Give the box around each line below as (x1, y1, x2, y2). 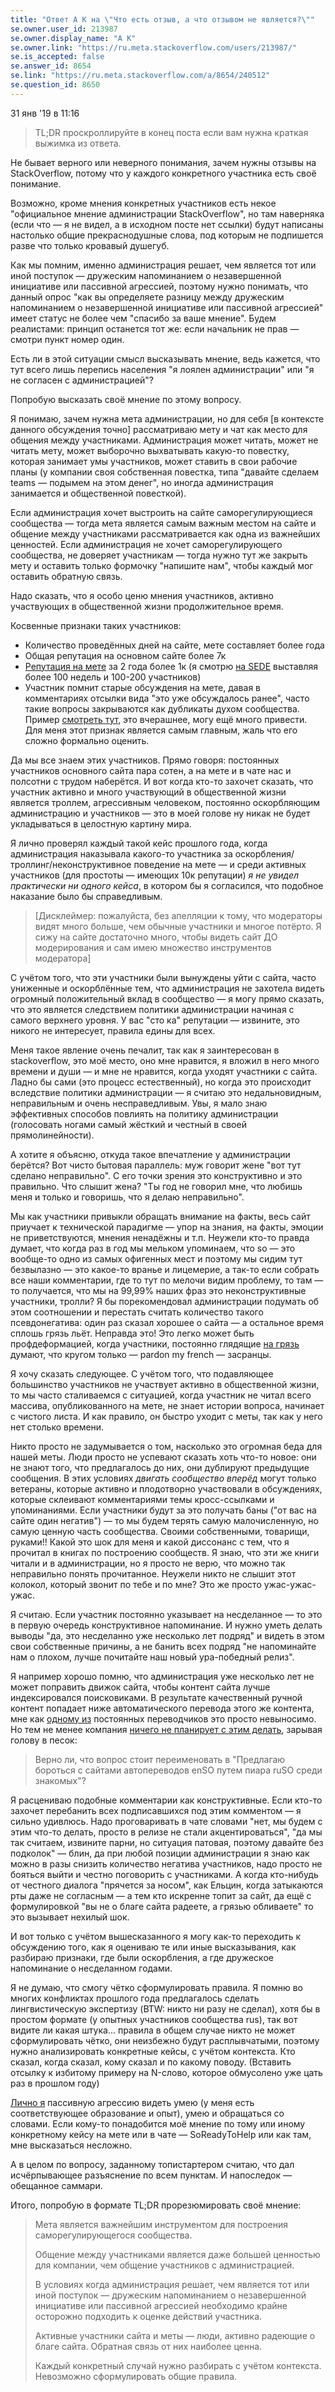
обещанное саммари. (10, 2179, 103, 2191)
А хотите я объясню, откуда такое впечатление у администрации (10, 1148, 291, 1160)
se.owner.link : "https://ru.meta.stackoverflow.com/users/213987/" (10, 42, 298, 53)
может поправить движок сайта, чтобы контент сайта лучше (10, 1681, 271, 1693)
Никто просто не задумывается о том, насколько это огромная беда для (10, 1440, 323, 1452)
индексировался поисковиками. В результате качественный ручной (10, 1691, 303, 1703)
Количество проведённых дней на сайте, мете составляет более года (24, 639, 325, 651)
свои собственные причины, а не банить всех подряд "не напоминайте (10, 1640, 317, 1652)
